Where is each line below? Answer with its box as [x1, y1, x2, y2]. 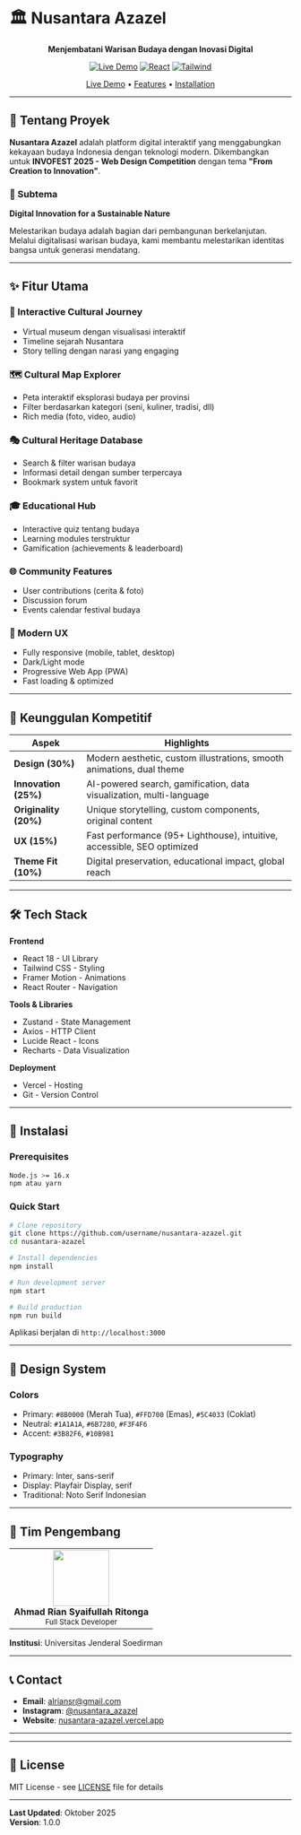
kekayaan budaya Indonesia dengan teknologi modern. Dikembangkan [9, 146, 270, 157]
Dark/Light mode [21, 657, 85, 667]
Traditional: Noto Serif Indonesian [21, 1490, 147, 1500]
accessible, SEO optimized [86, 840, 199, 853]
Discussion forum [21, 595, 88, 605]
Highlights [164, 737, 210, 750]
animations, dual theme [86, 763, 185, 776]
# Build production [9, 1302, 82, 1311]
